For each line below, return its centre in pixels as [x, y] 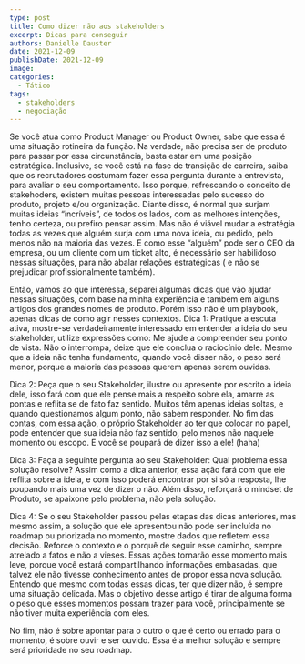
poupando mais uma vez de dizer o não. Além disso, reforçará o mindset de [152, 489]
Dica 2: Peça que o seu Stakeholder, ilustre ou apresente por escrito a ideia [151, 385]
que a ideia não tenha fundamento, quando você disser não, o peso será [146, 357]
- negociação [42, 111]
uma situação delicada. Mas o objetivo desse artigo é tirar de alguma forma [151, 594]
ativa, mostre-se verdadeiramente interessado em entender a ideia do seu [148, 328]
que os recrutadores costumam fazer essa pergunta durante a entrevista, [147, 176]
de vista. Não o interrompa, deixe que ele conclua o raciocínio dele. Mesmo [151, 347]
